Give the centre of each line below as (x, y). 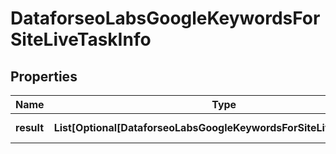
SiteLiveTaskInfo (81, 39)
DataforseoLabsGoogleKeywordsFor (165, 18)
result (30, 127)
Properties (44, 76)
